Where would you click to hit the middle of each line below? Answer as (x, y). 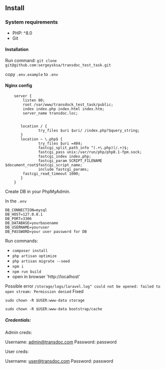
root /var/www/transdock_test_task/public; (68, 105)
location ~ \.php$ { (42, 139)
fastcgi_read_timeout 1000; (51, 174)
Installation (17, 49)
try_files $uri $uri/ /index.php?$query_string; (89, 131)
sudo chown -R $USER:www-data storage (45, 300)
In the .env (16, 201)
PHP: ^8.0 (22, 33)
